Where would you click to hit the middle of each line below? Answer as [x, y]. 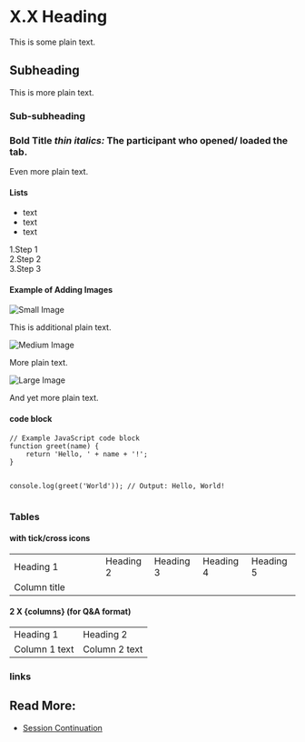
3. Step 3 [25, 269]
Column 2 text [113, 649]
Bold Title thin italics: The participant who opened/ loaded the [149, 140]
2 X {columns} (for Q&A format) [70, 612]
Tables [25, 516]
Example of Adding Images [61, 289]
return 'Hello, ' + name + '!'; [87, 454]
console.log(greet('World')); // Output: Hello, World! [117, 486]
